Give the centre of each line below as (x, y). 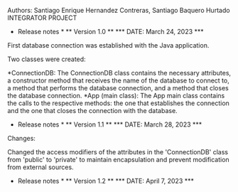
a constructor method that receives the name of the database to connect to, (118, 80)
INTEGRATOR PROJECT (42, 18)
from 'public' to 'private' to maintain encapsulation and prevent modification (118, 160)
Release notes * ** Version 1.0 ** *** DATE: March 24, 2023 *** (110, 32)
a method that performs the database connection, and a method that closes (118, 88)
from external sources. (40, 167)
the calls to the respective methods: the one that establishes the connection (118, 103)
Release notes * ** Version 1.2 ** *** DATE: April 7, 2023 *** (106, 181)
